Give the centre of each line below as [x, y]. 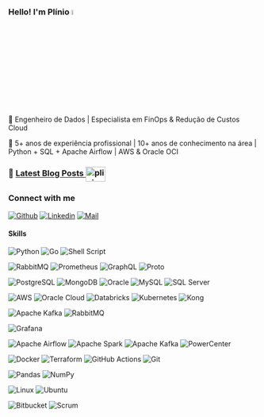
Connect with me [42, 199]
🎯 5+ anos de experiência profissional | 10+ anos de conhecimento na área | [132, 143]
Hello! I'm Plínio [39, 12]
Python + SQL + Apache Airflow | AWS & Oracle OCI [93, 151]
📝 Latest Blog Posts [46, 173]
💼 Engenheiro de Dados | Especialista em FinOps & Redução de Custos [124, 119]
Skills [17, 234]
